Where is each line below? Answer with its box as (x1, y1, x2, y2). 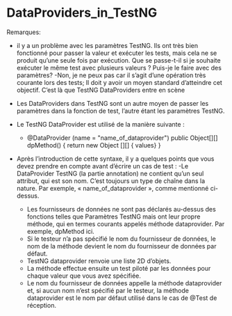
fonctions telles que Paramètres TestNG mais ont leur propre (26, 212, 201, 221)
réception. (26, 301, 57, 309)
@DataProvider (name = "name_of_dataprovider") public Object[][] (26, 134, 218, 142)
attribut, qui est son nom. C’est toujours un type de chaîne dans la (16, 176, 206, 185)
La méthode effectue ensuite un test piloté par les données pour (26, 264, 211, 272)
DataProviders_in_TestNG (6, 5, 158, 21)
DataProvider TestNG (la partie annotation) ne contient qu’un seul (16, 169, 204, 177)
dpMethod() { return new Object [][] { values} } (26, 141, 161, 149)
